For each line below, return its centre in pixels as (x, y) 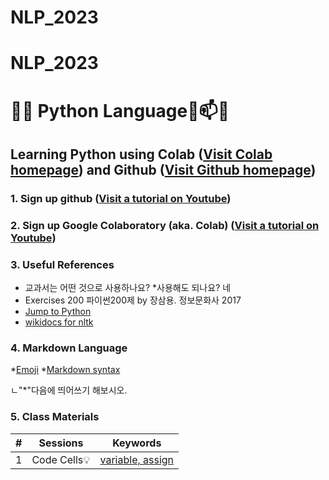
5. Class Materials (55, 417)
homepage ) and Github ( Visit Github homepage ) (163, 169)
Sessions (61, 443)
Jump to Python (58, 312)
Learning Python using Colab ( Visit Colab (141, 154)
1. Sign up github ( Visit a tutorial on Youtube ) (121, 198)
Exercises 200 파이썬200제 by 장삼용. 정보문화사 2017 (133, 300)
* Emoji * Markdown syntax (65, 370)
